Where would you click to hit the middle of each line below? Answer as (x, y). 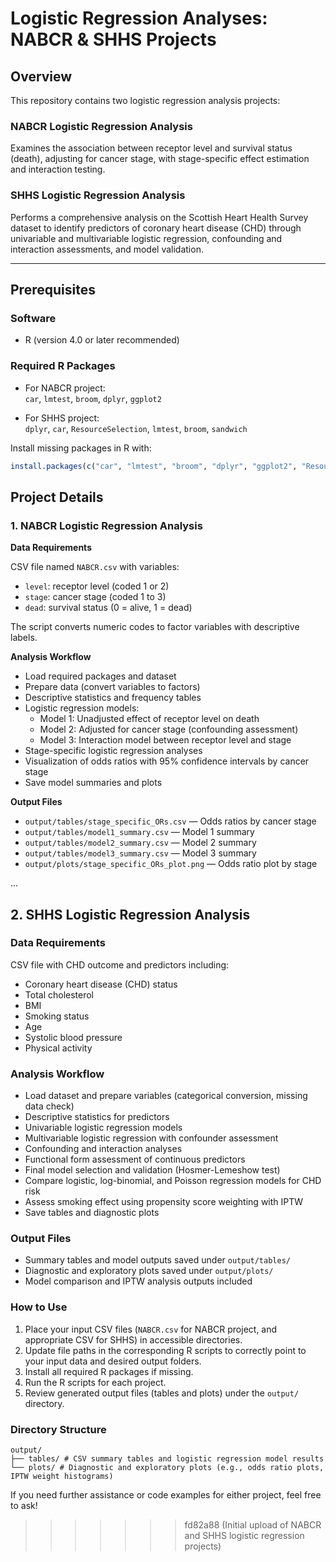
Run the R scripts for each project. (95, 1382)
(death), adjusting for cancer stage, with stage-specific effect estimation (160, 159)
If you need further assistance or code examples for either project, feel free (166, 1495)
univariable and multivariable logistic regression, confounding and (146, 238)
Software (33, 318)
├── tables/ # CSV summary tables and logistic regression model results (167, 1459)
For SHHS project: (62, 418)
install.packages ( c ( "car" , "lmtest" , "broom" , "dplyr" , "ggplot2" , (154, 466)
